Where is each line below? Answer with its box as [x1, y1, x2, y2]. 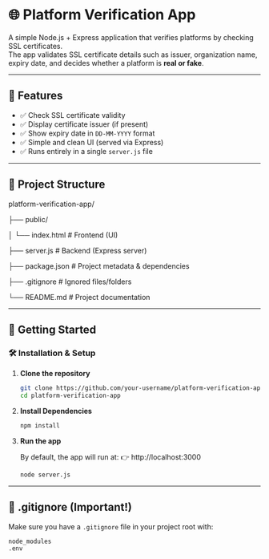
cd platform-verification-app [19, 391, 122, 400]
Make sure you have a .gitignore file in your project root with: [8, 521, 214, 531]
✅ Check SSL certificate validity [19, 110, 126, 119]
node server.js [19, 471, 71, 479]
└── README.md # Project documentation [8, 292, 151, 302]
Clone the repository [19, 369, 90, 379]
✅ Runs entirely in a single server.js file [19, 146, 154, 156]
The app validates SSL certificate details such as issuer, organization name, [8, 50, 258, 59]
